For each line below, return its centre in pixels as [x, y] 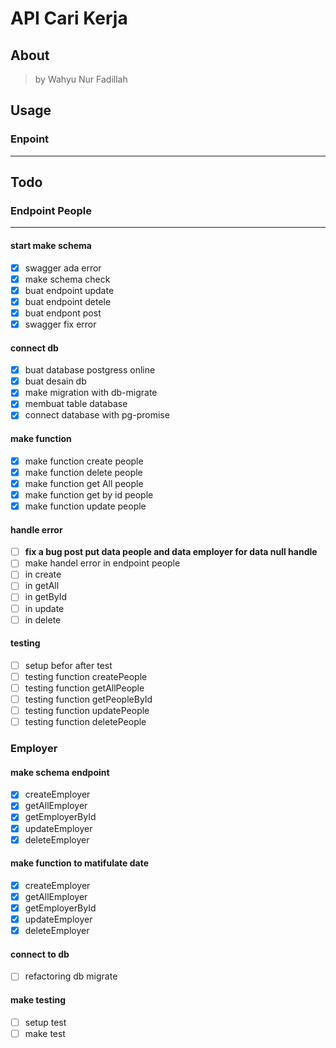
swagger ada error [63, 268]
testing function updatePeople [87, 711]
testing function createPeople [86, 676]
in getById [46, 597]
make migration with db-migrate [91, 393]
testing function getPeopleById [88, 699]
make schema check [67, 279]
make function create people [84, 461]
